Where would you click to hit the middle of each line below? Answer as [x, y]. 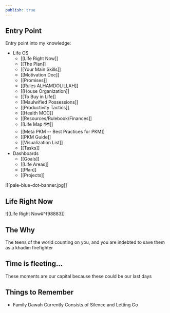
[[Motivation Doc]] [40, 75]
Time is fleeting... [34, 264]
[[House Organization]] [45, 91]
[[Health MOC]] [37, 113]
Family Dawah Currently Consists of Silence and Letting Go [75, 305]
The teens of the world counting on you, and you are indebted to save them [85, 242]
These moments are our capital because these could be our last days [79, 276]
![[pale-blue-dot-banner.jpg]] [36, 185]
